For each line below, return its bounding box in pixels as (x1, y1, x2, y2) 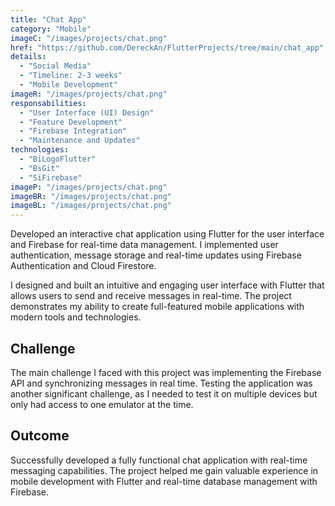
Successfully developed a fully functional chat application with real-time (10, 454, 308, 466)
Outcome (10, 427, 70, 445)
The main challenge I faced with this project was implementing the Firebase (10, 366, 322, 378)
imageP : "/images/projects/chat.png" (10, 182, 168, 192)
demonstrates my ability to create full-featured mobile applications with (10, 301, 305, 313)
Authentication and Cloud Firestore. (10, 260, 157, 272)
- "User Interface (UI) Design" (19, 107, 155, 118)
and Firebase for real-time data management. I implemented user (10, 239, 279, 251)
